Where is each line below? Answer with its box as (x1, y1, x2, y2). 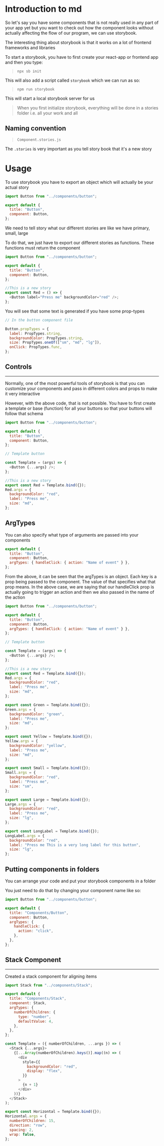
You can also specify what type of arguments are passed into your (5, 532, 139, 538)
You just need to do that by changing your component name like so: (5, 888, 141, 893)
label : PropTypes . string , (9, 331, 62, 336)
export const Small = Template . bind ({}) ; (5, 765, 91, 771)
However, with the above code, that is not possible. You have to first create (5, 400, 156, 406)
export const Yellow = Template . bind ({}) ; (5, 734, 93, 739)
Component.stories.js (17, 137, 61, 142)
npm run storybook (17, 87, 55, 91)
